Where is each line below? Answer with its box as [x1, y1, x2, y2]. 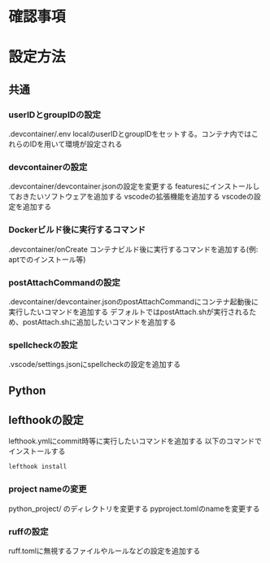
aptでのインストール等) [8, 254, 86, 264]
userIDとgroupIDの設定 [8, 109, 102, 120]
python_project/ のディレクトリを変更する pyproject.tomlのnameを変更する [8, 504, 260, 513]
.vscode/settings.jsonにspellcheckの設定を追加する [8, 360, 181, 369]
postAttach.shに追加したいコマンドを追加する [22, 316, 176, 326]
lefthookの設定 [8, 413, 84, 427]
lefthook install [8, 463, 67, 471]
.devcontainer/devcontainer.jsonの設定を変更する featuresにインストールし [8, 181, 260, 191]
